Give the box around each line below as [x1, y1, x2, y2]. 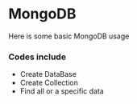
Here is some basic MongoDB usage [8, 31, 130, 41]
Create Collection [19, 78, 78, 88]
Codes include [8, 51, 67, 62]
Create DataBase [19, 70, 77, 79]
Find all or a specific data [19, 86, 105, 96]
